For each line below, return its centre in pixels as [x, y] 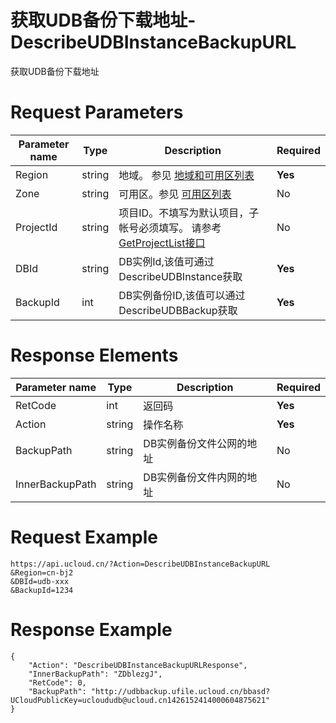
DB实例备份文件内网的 [195, 477]
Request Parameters [97, 112]
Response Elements [94, 355]
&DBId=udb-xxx [40, 581]
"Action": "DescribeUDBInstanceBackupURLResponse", [138, 665]
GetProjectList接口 [162, 243]
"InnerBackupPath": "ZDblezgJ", [95, 674]
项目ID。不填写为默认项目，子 [189, 213]
